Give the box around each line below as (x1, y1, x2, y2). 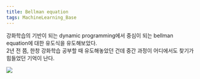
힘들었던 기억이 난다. (6, 54, 55, 62)
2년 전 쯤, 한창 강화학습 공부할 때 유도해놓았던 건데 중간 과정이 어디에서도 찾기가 (6, 46, 194, 54)
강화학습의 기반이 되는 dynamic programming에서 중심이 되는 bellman (6, 31, 173, 39)
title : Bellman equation (6, 8, 69, 15)
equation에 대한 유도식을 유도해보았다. (6, 39, 98, 46)
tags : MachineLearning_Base (6, 14, 77, 21)
